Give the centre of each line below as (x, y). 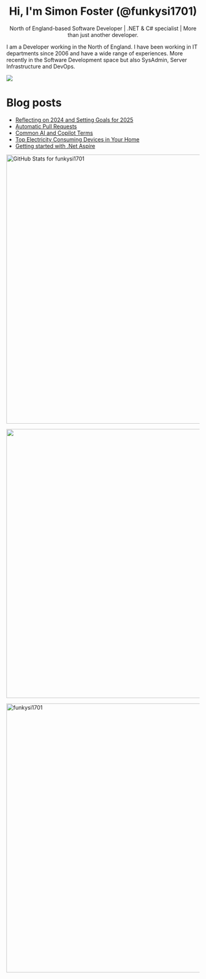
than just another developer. (103, 34)
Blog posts (34, 103)
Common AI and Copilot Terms (54, 133)
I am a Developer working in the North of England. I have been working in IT (102, 47)
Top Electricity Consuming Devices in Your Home (77, 139)
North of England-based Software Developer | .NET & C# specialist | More (103, 28)
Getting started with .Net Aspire (55, 146)
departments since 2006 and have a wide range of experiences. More (95, 53)
